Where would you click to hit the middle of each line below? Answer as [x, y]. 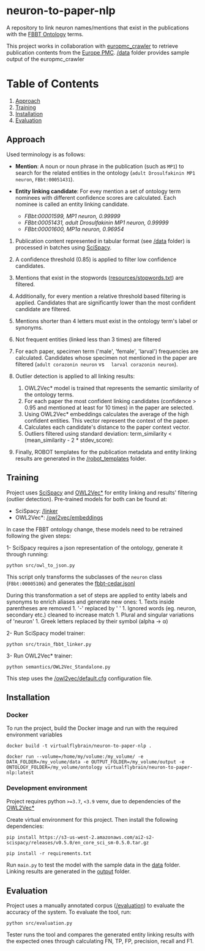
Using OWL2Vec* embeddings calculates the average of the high [106, 414]
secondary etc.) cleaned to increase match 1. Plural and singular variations [100, 615]
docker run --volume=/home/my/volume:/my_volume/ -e [75, 757]
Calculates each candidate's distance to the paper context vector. [107, 427]
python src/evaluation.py [39, 923]
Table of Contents [53, 84]
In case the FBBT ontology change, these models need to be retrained [95, 529]
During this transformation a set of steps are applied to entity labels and [97, 595]
